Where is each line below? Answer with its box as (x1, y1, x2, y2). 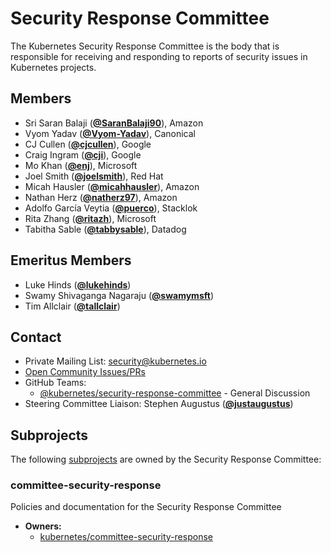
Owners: (24, 520, 62, 532)
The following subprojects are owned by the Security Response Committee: (10, 453, 322, 466)
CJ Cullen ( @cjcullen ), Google (24, 138, 152, 150)
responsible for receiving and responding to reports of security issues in (10, 50, 308, 62)
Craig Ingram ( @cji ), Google (24, 148, 142, 161)
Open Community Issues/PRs (24, 366, 146, 378)
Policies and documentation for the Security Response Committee (10, 501, 282, 513)
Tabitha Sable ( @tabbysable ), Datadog (24, 223, 187, 235)
